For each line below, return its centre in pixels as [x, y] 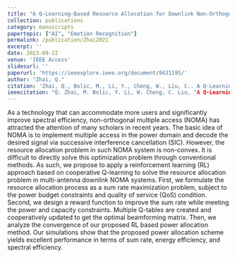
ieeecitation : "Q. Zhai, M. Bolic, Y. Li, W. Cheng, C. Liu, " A [104, 92]
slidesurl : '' [28, 66]
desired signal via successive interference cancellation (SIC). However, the [116, 142]
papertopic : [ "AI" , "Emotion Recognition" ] [72, 33]
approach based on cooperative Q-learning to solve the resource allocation [117, 173]
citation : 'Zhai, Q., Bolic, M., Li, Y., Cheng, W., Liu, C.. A [104, 86]
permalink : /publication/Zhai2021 [58, 40]
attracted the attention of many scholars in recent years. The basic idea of [115, 128]
